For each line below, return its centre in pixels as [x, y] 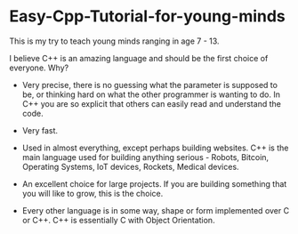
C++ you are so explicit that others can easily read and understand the [152, 103]
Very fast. [40, 130]
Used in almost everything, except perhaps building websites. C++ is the [155, 148]
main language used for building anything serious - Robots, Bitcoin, [145, 157]
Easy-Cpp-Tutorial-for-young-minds [148, 16]
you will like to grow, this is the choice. [93, 193]
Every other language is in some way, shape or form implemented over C [156, 210]
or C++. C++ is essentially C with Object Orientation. [118, 220]
